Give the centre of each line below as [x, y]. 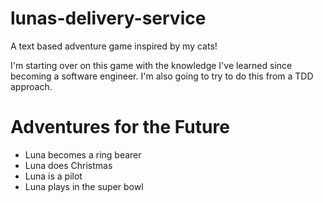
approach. [31, 86]
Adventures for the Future [120, 127]
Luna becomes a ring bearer [83, 154]
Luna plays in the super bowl [84, 186]
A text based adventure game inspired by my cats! [114, 46]
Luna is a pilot [53, 176]
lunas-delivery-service [108, 18]
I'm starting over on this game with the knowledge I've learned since [151, 65]
